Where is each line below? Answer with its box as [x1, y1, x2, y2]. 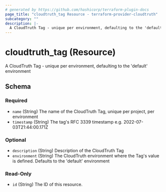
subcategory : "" [5, 16, 39, 21]
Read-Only [5, 170, 32, 177]
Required [5, 97, 28, 104]
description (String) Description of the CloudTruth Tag [12, 148, 124, 154]
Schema [5, 82, 31, 91]
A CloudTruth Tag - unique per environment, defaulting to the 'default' [5, 63, 148, 69]
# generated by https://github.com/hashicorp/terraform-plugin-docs [5, 7, 149, 12]
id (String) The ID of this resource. [12, 182, 83, 188]
